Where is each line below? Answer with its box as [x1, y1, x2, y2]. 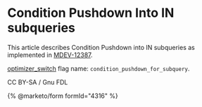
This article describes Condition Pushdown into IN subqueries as [7, 43, 195, 51]
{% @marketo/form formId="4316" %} [7, 92, 118, 100]
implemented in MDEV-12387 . [7, 51, 93, 59]
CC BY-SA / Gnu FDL [7, 77, 68, 86]
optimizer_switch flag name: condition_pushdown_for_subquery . [7, 64, 190, 73]
